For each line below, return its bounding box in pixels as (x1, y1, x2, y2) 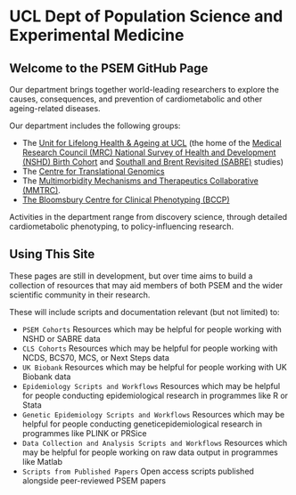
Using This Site (9, 247, 95, 262)
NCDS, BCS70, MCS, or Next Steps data (21, 352, 169, 362)
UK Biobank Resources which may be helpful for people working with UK (21, 361, 287, 372)
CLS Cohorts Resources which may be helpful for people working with (21, 343, 278, 353)
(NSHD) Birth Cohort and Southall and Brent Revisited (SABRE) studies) (21, 157, 284, 166)
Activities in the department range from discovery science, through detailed (9, 212, 288, 222)
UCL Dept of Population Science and (9, 6, 284, 27)
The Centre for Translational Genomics (21, 166, 165, 176)
